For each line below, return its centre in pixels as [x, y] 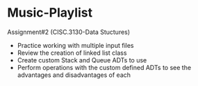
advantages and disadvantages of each [74, 75]
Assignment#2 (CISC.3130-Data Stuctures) [69, 32]
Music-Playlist [50, 13]
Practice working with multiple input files [75, 45]
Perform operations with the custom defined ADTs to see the [104, 67]
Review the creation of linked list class [72, 53]
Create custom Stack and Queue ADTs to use [82, 60]
